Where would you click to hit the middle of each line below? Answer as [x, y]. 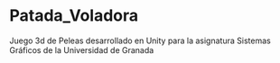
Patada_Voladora [74, 16]
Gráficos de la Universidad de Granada [82, 49]
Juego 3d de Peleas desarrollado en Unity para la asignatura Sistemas [140, 40]
